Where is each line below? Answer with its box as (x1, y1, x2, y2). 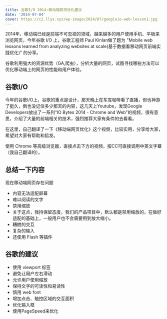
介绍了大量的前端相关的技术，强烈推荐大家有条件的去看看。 (13, 115, 136, 121)
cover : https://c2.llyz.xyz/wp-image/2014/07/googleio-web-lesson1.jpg (5, 16, 157, 21)
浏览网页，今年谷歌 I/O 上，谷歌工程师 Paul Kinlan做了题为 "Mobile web (5, 37, 153, 43)
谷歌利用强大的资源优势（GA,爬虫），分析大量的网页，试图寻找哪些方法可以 (5, 60, 159, 66)
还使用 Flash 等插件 (12, 234, 52, 240)
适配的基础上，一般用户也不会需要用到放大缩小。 (12, 215, 113, 221)
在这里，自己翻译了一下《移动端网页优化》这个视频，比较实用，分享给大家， (5, 126, 163, 132)
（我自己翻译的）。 (5, 149, 42, 155)
